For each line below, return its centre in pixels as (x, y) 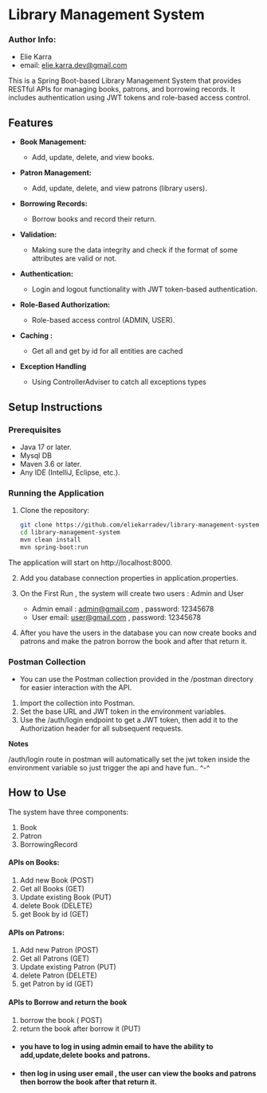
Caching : (36, 335)
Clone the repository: (55, 511)
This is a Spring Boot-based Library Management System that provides (125, 80)
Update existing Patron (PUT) (68, 967)
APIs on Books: (34, 863)
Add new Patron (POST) (59, 950)
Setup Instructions (55, 407)
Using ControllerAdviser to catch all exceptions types (119, 382)
